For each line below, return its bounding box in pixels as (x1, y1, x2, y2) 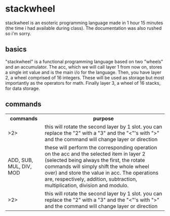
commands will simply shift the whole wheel (45, 163, 149, 170)
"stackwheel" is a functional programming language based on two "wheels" (5, 59, 163, 65)
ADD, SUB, (8, 156, 33, 164)
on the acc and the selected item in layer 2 (45, 150, 146, 157)
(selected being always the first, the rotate (45, 156, 145, 164)
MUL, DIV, (8, 163, 32, 170)
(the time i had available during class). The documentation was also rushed (5, 25, 162, 31)
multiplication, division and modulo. (45, 182, 129, 189)
